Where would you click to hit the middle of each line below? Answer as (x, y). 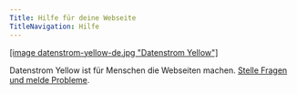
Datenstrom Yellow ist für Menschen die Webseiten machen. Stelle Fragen (148, 70)
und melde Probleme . (50, 79)
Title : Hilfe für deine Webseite (73, 18)
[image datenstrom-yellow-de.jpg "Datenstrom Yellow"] (114, 52)
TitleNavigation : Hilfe (55, 26)
